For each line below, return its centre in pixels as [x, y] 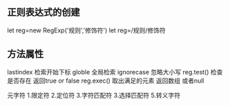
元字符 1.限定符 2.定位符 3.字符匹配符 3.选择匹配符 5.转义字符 [94, 95]
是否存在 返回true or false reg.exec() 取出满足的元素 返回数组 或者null [106, 81]
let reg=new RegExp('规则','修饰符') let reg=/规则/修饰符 [86, 30]
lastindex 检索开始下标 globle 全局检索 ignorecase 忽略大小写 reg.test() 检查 [115, 72]
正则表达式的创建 [44, 12]
